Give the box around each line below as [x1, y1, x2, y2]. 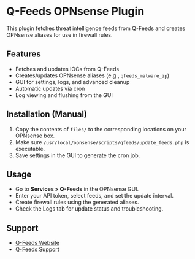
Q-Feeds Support [15, 245, 59, 253]
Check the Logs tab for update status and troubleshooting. [15, 205, 164, 212]
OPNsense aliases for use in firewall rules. [6, 31, 113, 38]
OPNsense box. [15, 132, 55, 139]
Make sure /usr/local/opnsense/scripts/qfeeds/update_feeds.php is [15, 138, 189, 145]
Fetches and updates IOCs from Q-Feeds [15, 65, 120, 72]
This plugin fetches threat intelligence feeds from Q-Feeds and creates [6, 25, 186, 32]
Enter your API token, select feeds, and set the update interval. [15, 192, 174, 199]
